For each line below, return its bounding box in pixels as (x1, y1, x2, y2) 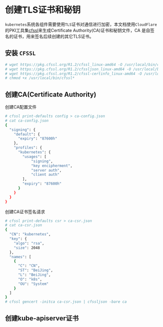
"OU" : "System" (17, 281, 49, 286)
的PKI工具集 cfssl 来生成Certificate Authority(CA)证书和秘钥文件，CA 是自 (5, 27, 150, 33)
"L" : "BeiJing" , (17, 272, 51, 278)
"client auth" (31, 172, 60, 177)
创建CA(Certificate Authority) (5, 90, 97, 98)
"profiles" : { (14, 145, 42, 150)
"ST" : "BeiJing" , (17, 268, 53, 273)
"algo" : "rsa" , (14, 241, 45, 246)
